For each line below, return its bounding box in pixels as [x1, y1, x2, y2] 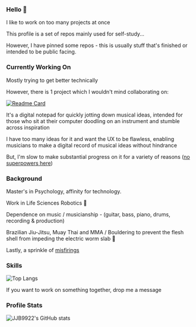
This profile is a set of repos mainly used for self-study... [6, 30, 144, 37]
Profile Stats [6, 301, 43, 310]
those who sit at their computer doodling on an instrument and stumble [6, 117, 180, 124]
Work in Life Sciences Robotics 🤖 [6, 199, 87, 206]
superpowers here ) [6, 159, 53, 166]
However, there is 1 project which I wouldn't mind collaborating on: [6, 88, 169, 95]
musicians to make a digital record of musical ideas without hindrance [6, 142, 177, 149]
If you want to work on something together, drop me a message [6, 287, 162, 294]
